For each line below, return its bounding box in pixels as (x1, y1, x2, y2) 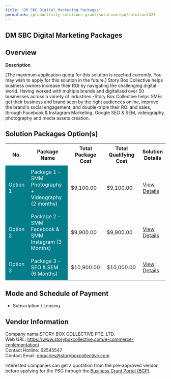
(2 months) (31, 200, 58, 207)
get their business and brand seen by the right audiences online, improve (5, 99, 159, 105)
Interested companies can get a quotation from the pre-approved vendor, (5, 362, 159, 369)
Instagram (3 (31, 238, 62, 245)
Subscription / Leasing (12, 303, 60, 309)
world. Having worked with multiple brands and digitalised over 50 (5, 88, 145, 94)
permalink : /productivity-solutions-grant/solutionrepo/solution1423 (5, 12, 156, 17)
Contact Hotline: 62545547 (5, 347, 63, 354)
